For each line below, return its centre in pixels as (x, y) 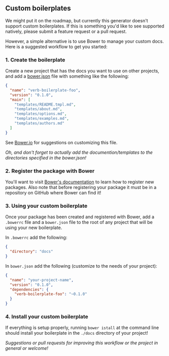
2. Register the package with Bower (50, 171)
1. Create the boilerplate (35, 59)
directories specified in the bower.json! (46, 157)
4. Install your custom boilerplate (47, 317)
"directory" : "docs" (31, 252)
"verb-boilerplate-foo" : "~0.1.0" (51, 294)
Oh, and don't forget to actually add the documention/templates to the (79, 152)
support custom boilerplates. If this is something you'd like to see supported (85, 26)
